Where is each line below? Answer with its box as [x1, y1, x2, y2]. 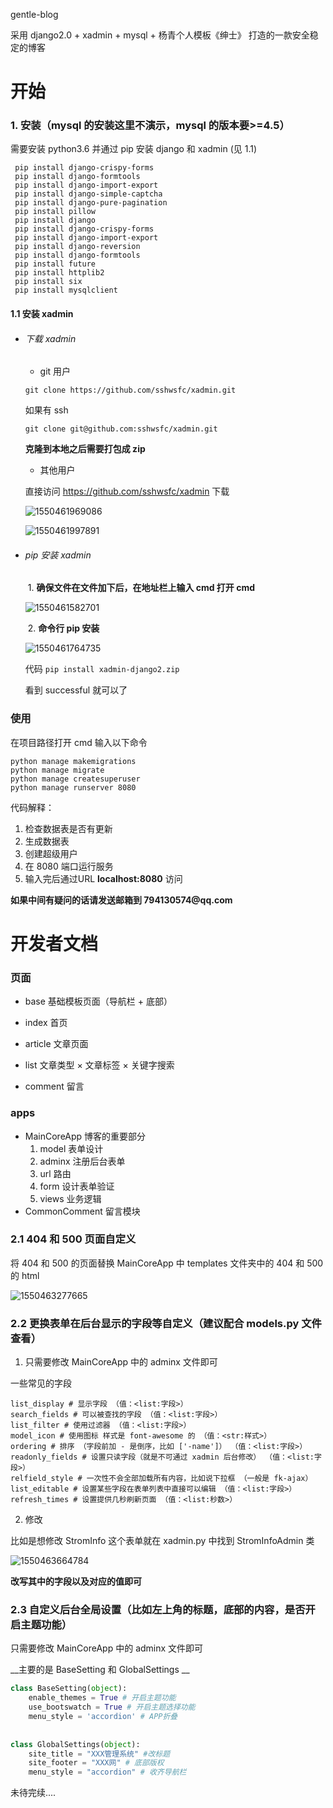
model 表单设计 [39, 1142, 104, 1154]
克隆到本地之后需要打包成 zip [24, 443, 146, 455]
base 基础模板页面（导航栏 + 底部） [24, 995, 173, 1008]
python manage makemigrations [10, 756, 137, 766]
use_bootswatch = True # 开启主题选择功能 [28, 1702, 196, 1713]
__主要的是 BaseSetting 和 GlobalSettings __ [10, 1664, 190, 1676]
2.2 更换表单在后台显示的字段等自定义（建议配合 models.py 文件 [10, 1316, 322, 1330]
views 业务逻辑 [39, 1192, 102, 1204]
